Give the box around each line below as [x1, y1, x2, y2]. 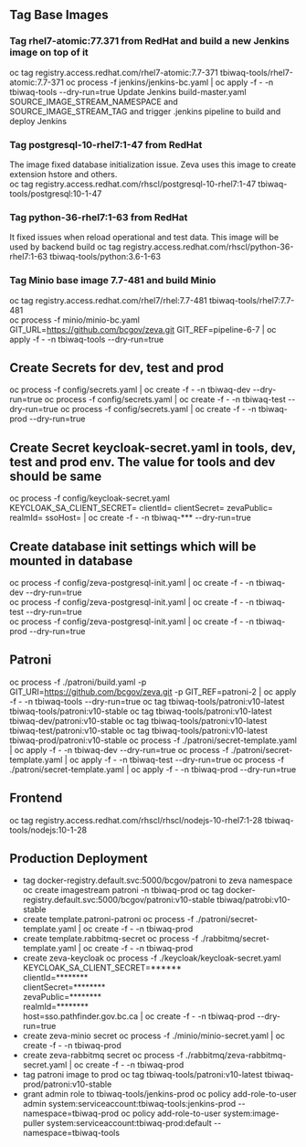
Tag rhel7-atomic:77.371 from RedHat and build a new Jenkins [9, 35, 290, 48]
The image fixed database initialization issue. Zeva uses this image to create [9, 159, 297, 170]
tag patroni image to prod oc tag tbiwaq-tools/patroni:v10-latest [22, 1069, 263, 1080]
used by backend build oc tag [9, 241, 121, 252]
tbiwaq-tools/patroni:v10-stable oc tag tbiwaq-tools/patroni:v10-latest [9, 706, 272, 717]
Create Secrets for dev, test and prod [9, 360, 224, 376]
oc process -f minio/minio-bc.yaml [9, 314, 140, 325]
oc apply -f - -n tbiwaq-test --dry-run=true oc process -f [69, 754, 285, 765]
